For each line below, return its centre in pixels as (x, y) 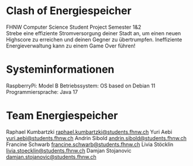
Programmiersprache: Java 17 (42, 92)
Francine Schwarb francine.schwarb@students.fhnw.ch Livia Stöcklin (90, 144)
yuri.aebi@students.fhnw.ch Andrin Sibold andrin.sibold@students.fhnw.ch (96, 138)
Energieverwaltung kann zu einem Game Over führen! (71, 46)
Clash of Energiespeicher (69, 11)
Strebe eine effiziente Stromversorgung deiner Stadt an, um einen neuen (94, 33)
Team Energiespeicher (62, 116)
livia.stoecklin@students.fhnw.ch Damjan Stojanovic (69, 150)
